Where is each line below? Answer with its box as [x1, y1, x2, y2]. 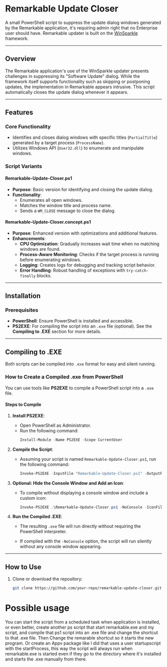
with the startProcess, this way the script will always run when [5, 646, 133, 652]
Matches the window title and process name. [19, 202, 112, 208]
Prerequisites [5, 307, 38, 314]
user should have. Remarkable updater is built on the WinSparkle [5, 30, 138, 36]
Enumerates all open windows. [19, 197, 83, 203]
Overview [5, 54, 36, 63]
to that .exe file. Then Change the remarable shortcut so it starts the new [5, 635, 154, 641]
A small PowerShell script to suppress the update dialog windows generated [5, 19, 162, 25]
